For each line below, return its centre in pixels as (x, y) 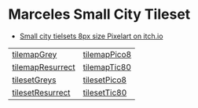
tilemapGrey (35, 54)
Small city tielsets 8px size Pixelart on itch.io (91, 36)
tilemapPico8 (107, 54)
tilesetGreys (34, 80)
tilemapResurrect (44, 67)
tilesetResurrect (41, 92)
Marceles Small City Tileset (99, 14)
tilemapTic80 (107, 67)
